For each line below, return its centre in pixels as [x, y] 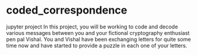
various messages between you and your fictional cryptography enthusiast [98, 33]
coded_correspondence [67, 10]
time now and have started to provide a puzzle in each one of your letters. [97, 46]
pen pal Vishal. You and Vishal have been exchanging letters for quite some [99, 39]
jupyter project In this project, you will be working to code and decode [92, 27]
